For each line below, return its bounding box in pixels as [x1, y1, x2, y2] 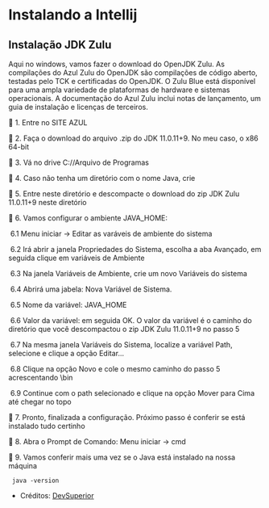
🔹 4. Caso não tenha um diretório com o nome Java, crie [8, 174, 196, 183]
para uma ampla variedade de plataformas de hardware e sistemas [8, 85, 230, 94]
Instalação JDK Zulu [8, 38, 112, 52]
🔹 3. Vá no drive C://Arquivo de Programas [8, 157, 149, 167]
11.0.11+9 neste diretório [8, 198, 87, 207]
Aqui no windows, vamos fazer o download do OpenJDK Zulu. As [8, 59, 226, 69]
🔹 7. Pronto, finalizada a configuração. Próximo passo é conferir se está [8, 413, 246, 422]
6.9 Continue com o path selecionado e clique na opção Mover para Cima [10, 388, 255, 397]
